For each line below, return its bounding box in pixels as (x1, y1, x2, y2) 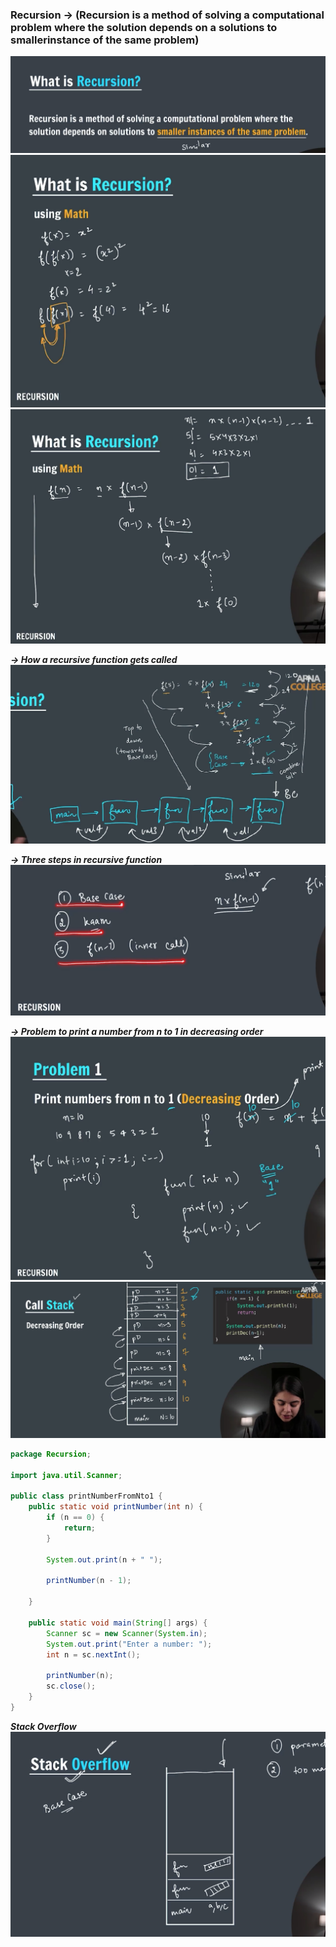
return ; (63, 1523, 97, 1533)
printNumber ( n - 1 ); (46, 1576, 132, 1586)
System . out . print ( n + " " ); (46, 1554, 163, 1565)
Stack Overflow (10, 1720, 77, 1732)
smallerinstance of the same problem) (10, 33, 200, 47)
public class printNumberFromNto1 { (10, 1491, 163, 1502)
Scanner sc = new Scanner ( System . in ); (46, 1628, 208, 1638)
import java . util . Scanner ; (10, 1470, 123, 1480)
